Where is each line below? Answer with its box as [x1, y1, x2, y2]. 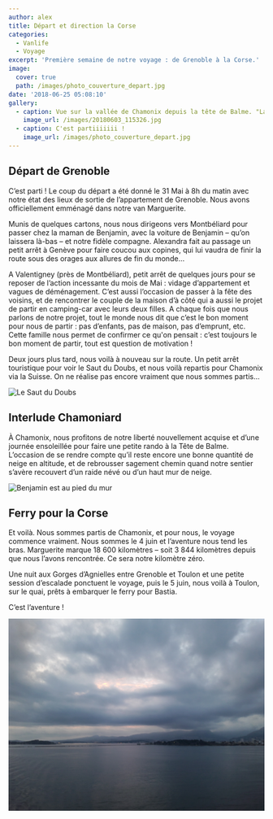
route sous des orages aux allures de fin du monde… [8, 253, 185, 264]
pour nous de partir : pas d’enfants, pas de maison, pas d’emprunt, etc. [8, 321, 246, 331]
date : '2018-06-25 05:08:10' [8, 90, 107, 98]
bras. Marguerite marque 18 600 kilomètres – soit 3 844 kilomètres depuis [8, 545, 256, 555]
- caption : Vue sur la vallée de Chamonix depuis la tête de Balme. [15, 107, 253, 115]
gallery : [8, 98, 38, 107]
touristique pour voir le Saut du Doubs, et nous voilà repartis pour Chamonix [8, 363, 263, 372]
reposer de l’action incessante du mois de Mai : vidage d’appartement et [8, 277, 250, 288]
